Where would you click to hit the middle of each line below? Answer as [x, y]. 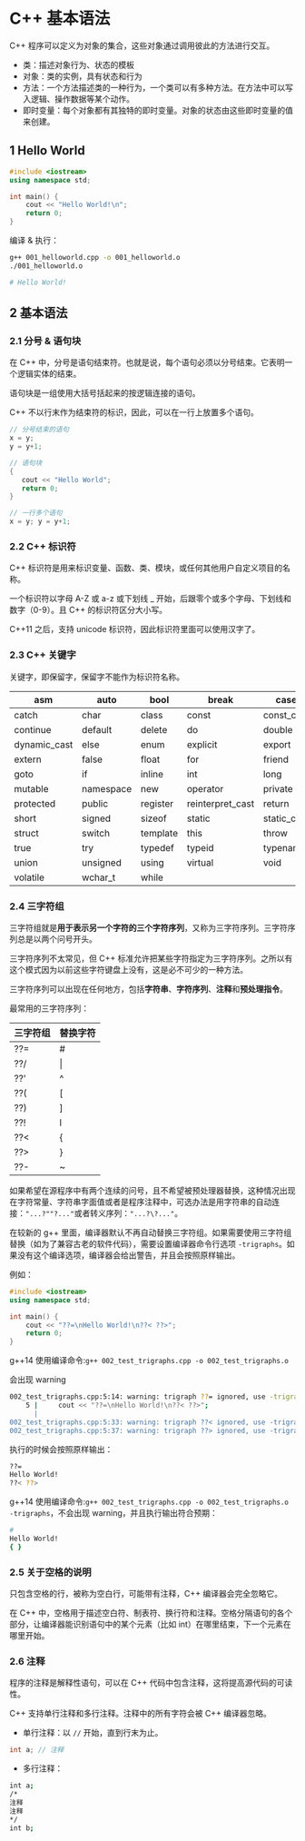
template [159, 833]
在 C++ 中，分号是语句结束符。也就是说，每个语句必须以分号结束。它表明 [147, 362]
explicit [202, 744]
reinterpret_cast [221, 803]
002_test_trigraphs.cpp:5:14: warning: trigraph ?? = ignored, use [138, 1397]
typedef [157, 847]
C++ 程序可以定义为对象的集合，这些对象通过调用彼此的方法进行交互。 [142, 45]
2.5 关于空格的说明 [51, 1572]
